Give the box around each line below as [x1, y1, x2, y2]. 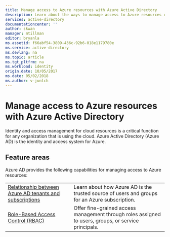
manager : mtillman [5, 31, 44, 36]
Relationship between [8, 183, 59, 190]
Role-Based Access [8, 211, 56, 218]
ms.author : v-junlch [5, 78, 49, 83]
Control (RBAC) [8, 217, 45, 224]
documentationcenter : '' [5, 21, 58, 27]
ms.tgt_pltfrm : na [5, 59, 44, 64]
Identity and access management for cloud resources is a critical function [5, 127, 159, 133]
